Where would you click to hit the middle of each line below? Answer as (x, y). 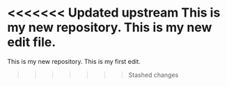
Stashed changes (154, 75)
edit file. (32, 42)
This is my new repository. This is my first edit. (74, 61)
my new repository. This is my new (110, 27)
